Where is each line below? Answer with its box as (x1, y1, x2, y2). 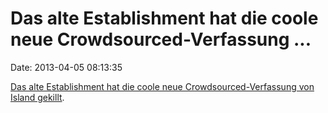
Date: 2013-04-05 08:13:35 (10, 61, 123, 73)
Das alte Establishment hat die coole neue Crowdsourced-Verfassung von (10, 80, 315, 92)
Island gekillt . (10, 91, 65, 103)
